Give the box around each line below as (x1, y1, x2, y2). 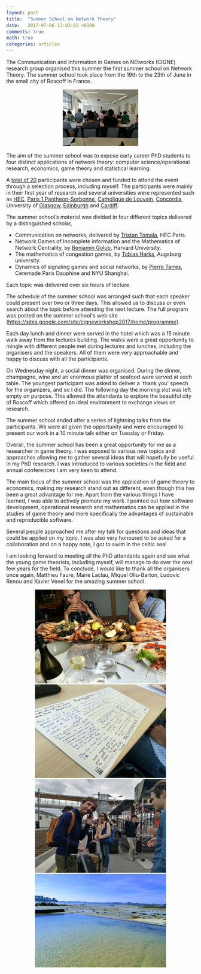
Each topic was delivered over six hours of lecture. (6, 282, 132, 289)
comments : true (6, 29, 44, 35)
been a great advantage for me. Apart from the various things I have (6, 491, 174, 498)
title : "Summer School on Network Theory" (6, 16, 117, 22)
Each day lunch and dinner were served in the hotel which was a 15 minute (6, 330, 190, 337)
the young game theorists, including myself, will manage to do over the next (6, 559, 193, 566)
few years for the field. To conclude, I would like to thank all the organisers (6, 565, 190, 572)
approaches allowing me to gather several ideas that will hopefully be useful (6, 454, 194, 461)
